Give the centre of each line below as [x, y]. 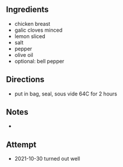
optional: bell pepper [39, 61]
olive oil [24, 54]
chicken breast [32, 23]
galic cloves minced [38, 30]
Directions [25, 79]
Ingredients [27, 10]
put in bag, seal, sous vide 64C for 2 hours [66, 94]
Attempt [21, 144]
